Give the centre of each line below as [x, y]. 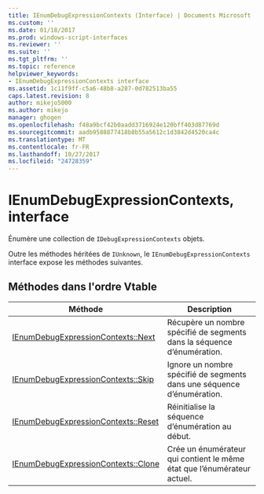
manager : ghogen [35, 118]
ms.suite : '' [29, 52]
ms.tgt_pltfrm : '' [38, 60]
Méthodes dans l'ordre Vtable [82, 287]
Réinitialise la [191, 407]
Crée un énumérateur [206, 448]
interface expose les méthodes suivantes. [76, 262]
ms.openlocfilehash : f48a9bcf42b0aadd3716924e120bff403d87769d [114, 125]
